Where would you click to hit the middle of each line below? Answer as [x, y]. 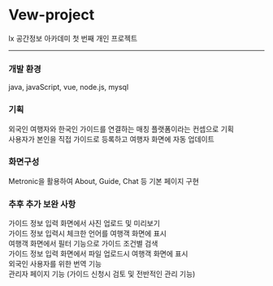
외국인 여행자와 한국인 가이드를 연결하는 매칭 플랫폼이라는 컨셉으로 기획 [121, 129]
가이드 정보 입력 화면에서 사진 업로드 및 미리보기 [84, 224]
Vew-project [52, 15]
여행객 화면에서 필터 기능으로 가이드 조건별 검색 [83, 244]
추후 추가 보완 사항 [42, 204]
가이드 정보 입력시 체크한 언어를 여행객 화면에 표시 [87, 233]
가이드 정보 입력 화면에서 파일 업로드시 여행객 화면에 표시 [98, 254]
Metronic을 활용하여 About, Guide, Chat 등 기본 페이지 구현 [104, 181]
